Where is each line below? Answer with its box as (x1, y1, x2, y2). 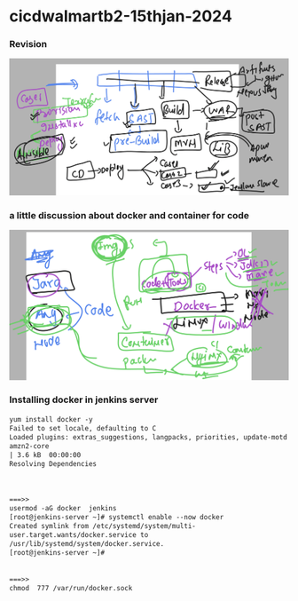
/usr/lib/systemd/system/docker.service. (9, 539, 165, 548)
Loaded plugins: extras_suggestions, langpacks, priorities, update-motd (9, 432, 288, 441)
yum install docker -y (9, 415, 93, 423)
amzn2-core (9, 441, 50, 450)
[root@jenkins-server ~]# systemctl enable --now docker (9, 512, 224, 521)
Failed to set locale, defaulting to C (9, 423, 157, 432)
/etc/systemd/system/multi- (92, 521, 197, 530)
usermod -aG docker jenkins (9, 503, 117, 512)
